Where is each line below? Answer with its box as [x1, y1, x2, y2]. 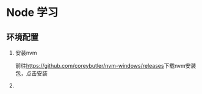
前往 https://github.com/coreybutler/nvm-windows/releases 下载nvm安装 [15, 62, 197, 69]
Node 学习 [6, 5, 59, 20]
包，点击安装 [15, 70, 48, 77]
